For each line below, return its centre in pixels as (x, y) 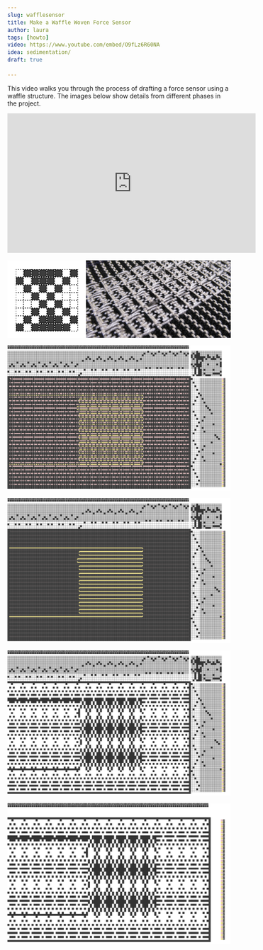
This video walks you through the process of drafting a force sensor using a (118, 88)
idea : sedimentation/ (39, 52)
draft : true (25, 60)
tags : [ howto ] (28, 38)
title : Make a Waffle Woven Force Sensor (69, 22)
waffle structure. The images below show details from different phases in (114, 96)
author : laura (28, 30)
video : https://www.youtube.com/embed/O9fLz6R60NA (84, 45)
